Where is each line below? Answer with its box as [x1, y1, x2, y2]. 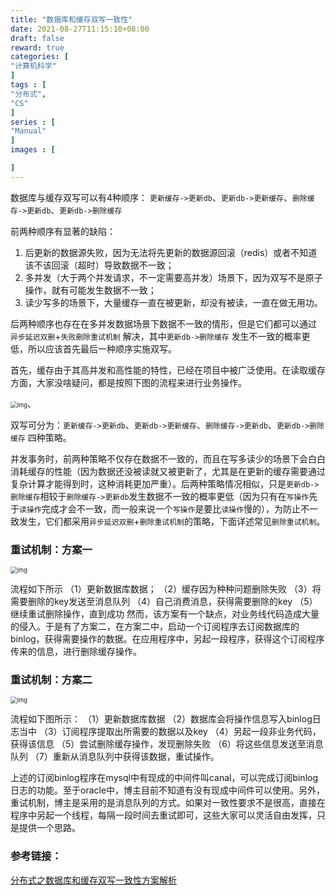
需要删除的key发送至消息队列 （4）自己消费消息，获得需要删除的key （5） [10, 596, 318, 608]
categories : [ [10, 52, 70, 62]
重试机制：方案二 [10, 672, 93, 686]
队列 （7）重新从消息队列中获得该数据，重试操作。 [10, 751, 220, 763]
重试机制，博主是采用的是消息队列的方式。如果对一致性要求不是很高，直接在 [10, 797, 326, 809]
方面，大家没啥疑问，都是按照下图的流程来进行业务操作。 [10, 376, 247, 388]
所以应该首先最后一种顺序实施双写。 [27, 342, 177, 355]
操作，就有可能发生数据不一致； [24, 284, 157, 296]
